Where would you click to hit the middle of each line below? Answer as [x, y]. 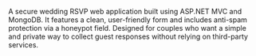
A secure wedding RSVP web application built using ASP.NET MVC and [125, 11]
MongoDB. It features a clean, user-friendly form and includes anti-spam [128, 20]
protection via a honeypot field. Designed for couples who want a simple [128, 28]
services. [23, 45]
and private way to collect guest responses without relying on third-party [128, 36]
